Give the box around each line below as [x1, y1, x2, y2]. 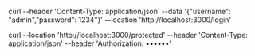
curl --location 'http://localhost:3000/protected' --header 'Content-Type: [8, 31, 249, 39]
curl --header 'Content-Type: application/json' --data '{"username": [8, 7, 231, 16]
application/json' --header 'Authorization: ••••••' [8, 39, 172, 48]
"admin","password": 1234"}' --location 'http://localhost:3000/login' [8, 15, 232, 24]
